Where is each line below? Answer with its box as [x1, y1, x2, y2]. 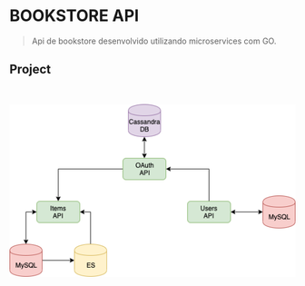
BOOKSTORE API [9, 5, 139, 26]
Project [9, 62, 52, 77]
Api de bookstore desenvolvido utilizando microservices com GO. [31, 35, 277, 46]
